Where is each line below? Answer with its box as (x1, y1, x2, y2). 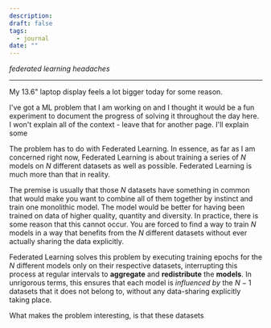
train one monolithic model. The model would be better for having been (9, 202, 245, 212)
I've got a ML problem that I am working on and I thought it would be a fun (9, 102, 255, 113)
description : (9, 11, 53, 20)
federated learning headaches (9, 64, 111, 73)
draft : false (9, 19, 53, 27)
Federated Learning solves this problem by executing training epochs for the (9, 252, 263, 262)
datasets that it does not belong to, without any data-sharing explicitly (9, 287, 241, 297)
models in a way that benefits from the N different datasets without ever (9, 228, 248, 238)
